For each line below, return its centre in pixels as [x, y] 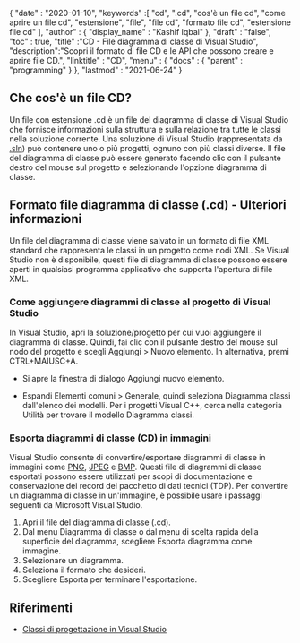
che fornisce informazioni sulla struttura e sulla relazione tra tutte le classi [146, 129]
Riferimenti [41, 608]
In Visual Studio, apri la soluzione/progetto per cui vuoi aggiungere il [136, 332]
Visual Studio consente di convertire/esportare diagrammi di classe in [137, 458]
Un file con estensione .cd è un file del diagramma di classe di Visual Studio [149, 119]
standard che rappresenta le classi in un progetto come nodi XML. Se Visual [149, 250]
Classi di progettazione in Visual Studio [94, 630]
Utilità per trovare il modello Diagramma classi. [108, 415]
